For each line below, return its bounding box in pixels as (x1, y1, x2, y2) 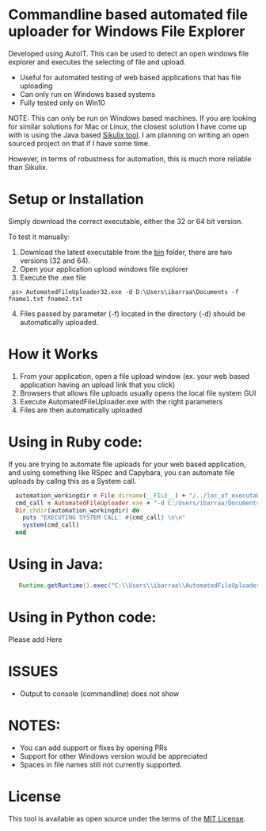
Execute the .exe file (19, 272, 86, 282)
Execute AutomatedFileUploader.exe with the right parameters (19, 396, 223, 406)
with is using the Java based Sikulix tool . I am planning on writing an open (8, 129, 249, 140)
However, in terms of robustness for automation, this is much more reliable (8, 153, 252, 164)
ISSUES (8, 662, 59, 680)
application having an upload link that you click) (19, 380, 176, 389)
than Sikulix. (8, 162, 48, 172)
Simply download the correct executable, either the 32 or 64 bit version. (8, 216, 244, 226)
